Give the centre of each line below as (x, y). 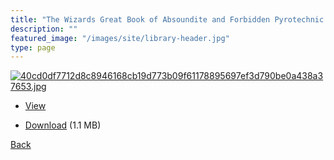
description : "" (44, 29)
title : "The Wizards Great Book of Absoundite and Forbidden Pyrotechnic (167, 19)
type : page (33, 47)
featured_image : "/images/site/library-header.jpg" (120, 38)
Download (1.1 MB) (63, 125)
